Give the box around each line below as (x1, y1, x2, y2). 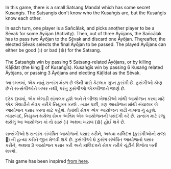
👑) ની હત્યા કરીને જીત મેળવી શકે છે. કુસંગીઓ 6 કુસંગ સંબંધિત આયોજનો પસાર (5, 136, 154, 142)
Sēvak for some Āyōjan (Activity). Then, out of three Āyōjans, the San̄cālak (5, 31, 162, 36)
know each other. (5, 15, 42, 21)
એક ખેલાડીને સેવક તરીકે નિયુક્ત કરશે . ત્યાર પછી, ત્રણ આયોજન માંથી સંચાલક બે (5, 102, 158, 107)
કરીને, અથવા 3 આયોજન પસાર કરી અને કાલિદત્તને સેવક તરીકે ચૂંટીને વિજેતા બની (5, 142, 158, 148)
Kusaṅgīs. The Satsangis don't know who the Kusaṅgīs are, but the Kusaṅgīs (5, 10, 166, 16)
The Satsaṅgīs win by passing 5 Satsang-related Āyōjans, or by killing (5, 59, 152, 65)
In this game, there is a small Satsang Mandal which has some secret (5, 5, 151, 10)
